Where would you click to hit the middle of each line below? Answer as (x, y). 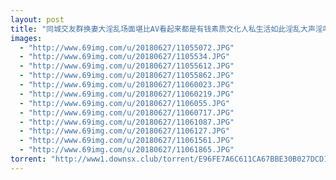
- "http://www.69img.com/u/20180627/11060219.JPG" (127, 94)
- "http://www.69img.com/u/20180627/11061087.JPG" (127, 122)
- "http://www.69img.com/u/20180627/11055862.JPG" (127, 76)
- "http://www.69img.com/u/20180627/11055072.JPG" (127, 47)
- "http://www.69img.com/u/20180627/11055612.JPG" (127, 66)
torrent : (28, 159)
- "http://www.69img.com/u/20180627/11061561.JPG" (127, 141)
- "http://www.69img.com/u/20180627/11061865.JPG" (127, 150)
